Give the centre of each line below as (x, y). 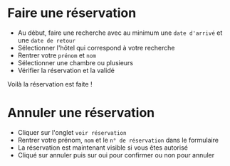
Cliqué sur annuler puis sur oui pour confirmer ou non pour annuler (116, 155)
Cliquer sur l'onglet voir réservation (72, 132)
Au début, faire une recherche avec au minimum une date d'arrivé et (120, 33)
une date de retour (47, 40)
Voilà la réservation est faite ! (50, 84)
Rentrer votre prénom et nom (57, 55)
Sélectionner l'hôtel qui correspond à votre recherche (96, 48)
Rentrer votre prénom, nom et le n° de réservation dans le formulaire (118, 140)
